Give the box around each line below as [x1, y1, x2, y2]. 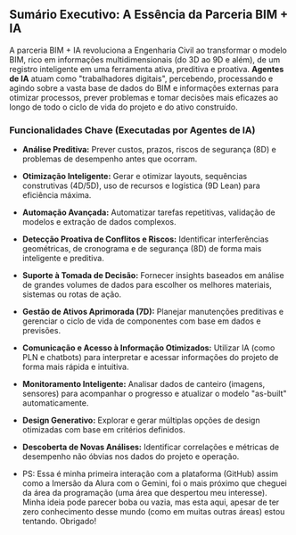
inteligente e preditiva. [21, 253, 104, 264]
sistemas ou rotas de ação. [21, 289, 122, 300]
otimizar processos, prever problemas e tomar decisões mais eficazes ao [9, 92, 279, 103]
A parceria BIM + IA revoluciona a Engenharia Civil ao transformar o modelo [9, 45, 287, 55]
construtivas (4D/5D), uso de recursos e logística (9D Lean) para [21, 180, 260, 191]
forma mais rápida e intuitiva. [21, 361, 129, 373]
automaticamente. [21, 398, 89, 408]
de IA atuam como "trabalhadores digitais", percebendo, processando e [9, 73, 274, 84]
